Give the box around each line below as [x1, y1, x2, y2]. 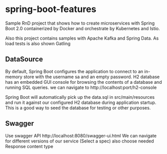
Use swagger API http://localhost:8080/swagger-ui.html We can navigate [5, 132, 157, 138]
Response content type [5, 143, 54, 149]
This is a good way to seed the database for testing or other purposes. [5, 104, 151, 111]
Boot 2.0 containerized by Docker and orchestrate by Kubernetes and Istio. [5, 25, 160, 31]
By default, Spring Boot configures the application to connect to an [5, 68, 143, 74]
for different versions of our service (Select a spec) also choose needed [5, 138, 154, 144]
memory [5, 74, 23, 80]
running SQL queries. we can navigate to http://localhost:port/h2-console [5, 84, 157, 90]
